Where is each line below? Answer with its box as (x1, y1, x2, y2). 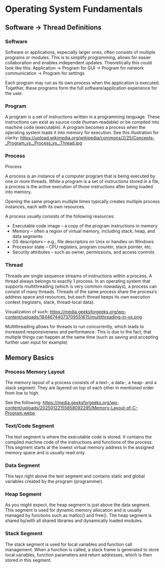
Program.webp (5, 410, 35, 416)
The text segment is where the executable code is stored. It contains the (5, 434, 152, 439)
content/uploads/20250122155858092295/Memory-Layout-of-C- (5, 405, 138, 411)
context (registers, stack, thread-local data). (5, 299, 95, 305)
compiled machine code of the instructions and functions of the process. (5, 439, 153, 445)
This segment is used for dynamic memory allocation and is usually (5, 507, 142, 513)
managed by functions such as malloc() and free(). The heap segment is (5, 513, 152, 519)
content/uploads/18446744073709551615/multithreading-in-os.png (5, 314, 142, 320)
